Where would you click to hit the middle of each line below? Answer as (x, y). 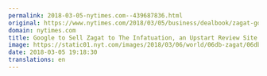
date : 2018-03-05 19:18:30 (53, 52)
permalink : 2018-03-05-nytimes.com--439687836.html (95, 15)
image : (19, 45)
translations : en (37, 60)
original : (25, 23)
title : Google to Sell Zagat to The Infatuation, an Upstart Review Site (133, 38)
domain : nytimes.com (43, 30)
